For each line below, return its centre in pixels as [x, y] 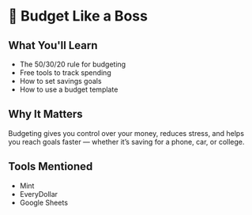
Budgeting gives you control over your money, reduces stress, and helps [126, 133]
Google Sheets [44, 202]
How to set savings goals [60, 81]
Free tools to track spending [66, 73]
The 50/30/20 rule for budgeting [73, 64]
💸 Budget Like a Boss [78, 16]
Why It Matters [45, 114]
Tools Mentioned [51, 166]
